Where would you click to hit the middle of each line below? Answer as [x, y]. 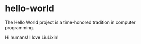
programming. [20, 27]
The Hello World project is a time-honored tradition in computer [70, 22]
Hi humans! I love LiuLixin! [32, 37]
